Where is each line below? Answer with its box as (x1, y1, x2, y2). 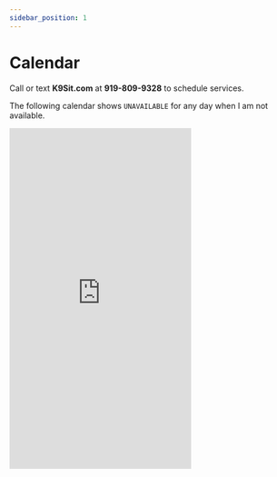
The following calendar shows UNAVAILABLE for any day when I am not (9, 100, 269, 111)
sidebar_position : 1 (9, 13, 88, 23)
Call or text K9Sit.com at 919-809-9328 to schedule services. (9, 83, 244, 94)
